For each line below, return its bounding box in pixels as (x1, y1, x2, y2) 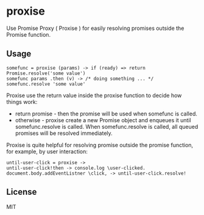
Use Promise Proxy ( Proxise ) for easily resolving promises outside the (6, 24, 185, 32)
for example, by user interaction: (6, 148, 88, 155)
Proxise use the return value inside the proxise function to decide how (6, 92, 182, 99)
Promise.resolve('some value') (6, 70, 86, 76)
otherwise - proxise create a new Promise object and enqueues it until (15, 116, 191, 123)
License (6, 187, 37, 197)
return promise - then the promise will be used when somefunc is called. (15, 110, 198, 117)
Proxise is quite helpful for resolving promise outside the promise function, (6, 141, 194, 148)
